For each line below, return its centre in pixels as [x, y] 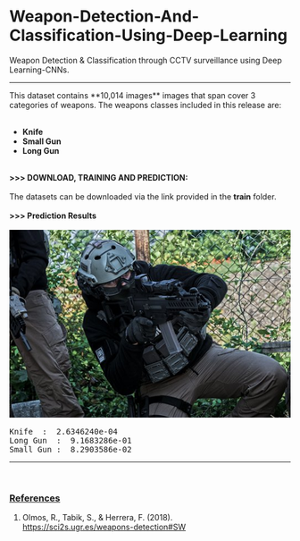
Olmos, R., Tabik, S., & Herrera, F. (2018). [97, 518]
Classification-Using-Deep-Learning [149, 35]
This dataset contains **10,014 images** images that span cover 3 [133, 95]
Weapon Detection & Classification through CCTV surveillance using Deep [146, 60]
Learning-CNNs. [39, 70]
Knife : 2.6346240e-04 [63, 431]
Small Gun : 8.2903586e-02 [71, 449]
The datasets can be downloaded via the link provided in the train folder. [143, 196]
